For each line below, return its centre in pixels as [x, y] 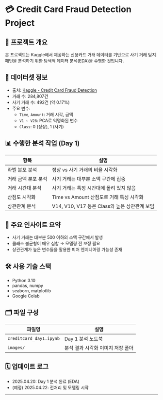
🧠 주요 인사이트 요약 [33, 225]
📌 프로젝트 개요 [26, 42]
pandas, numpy [28, 286]
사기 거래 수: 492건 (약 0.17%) [41, 102]
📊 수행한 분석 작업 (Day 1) [42, 143]
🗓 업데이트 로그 [27, 367]
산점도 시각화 [22, 197]
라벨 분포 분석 [22, 169]
